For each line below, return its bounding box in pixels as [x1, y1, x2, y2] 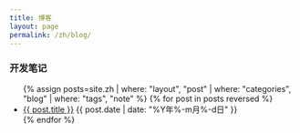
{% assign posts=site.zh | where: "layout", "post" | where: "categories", [22, 83, 292, 94]
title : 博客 [9, 13, 52, 23]
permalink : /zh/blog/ [9, 30, 92, 39]
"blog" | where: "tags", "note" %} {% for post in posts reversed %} [22, 93, 274, 104]
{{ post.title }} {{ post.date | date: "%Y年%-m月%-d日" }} [22, 104, 238, 115]
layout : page [9, 22, 59, 31]
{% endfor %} [22, 114, 76, 125]
